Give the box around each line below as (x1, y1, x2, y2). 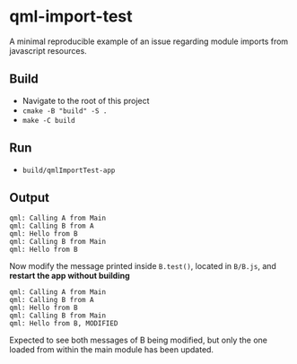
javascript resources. (9, 45, 87, 56)
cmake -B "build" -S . (22, 106, 108, 116)
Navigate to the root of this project (22, 95, 150, 106)
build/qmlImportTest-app (22, 166, 116, 175)
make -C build (22, 116, 75, 125)
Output (9, 190, 49, 205)
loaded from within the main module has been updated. (9, 344, 214, 355)
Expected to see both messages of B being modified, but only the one (9, 334, 267, 346)
